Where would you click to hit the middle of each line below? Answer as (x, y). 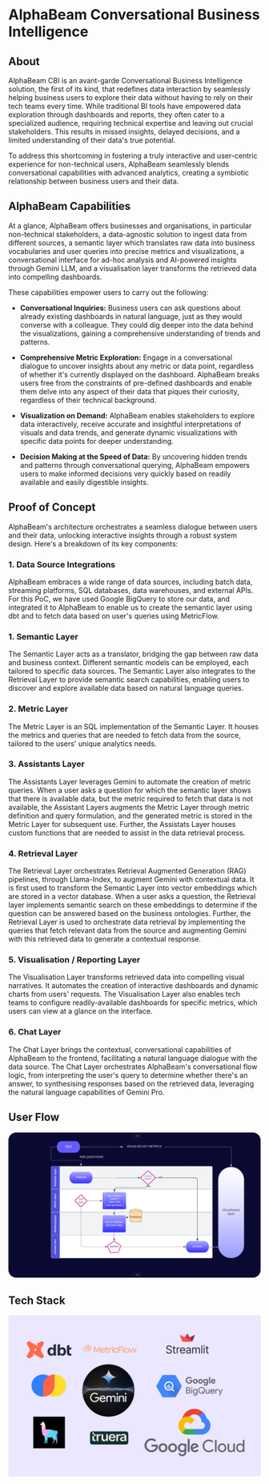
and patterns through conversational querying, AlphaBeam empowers (135, 465)
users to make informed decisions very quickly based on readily (125, 474)
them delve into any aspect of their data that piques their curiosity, (130, 391)
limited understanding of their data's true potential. (92, 140)
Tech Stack (37, 1300)
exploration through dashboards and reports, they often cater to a (116, 115)
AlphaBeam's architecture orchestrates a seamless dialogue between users (133, 526)
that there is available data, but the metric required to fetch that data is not (131, 798)
